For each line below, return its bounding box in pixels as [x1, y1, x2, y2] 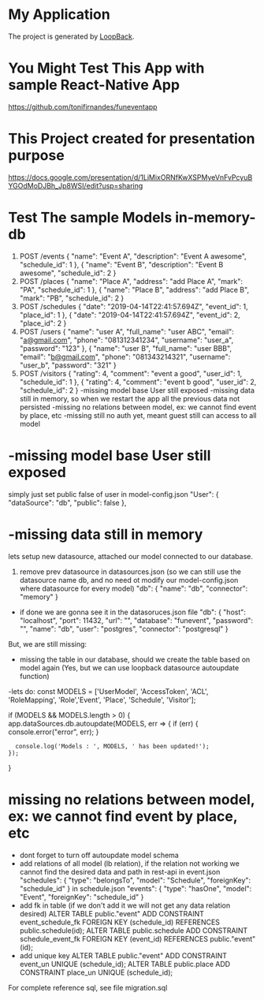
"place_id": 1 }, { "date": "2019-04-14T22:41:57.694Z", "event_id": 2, [19, 310, 240, 319]
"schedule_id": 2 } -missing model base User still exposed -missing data [19, 385, 255, 395]
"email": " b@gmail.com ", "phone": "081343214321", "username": [19, 352, 231, 361]
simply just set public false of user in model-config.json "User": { [8, 489, 219, 498]
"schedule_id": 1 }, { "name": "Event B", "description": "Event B [19, 259, 224, 269]
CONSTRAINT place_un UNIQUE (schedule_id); [19, 968, 173, 977]
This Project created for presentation [8, 130, 255, 147]
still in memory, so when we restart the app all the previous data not [19, 394, 240, 403]
